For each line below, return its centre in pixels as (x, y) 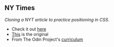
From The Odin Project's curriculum (47, 39)
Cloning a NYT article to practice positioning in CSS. (57, 19)
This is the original (30, 34)
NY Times (20, 8)
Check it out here (29, 29)
